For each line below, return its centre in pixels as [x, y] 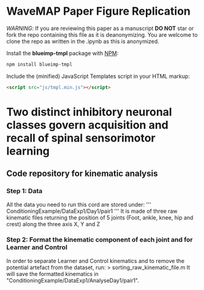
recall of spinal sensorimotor [81, 138]
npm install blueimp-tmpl [39, 64]
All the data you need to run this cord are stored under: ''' [79, 204]
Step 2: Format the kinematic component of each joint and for [100, 240]
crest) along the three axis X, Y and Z [53, 224]
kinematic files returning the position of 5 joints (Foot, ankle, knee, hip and [100, 217]
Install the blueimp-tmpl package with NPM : [62, 53]
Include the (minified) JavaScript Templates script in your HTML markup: [98, 76]
